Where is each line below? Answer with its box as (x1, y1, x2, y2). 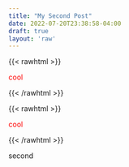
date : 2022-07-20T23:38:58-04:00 (8, 19, 122, 28)
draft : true (8, 27, 49, 35)
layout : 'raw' (8, 34, 57, 43)
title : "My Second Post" (8, 11, 92, 20)
